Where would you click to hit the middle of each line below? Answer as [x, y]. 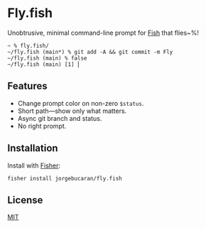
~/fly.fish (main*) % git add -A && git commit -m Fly [90, 52]
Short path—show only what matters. [72, 111]
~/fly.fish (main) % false [47, 58]
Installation [33, 148]
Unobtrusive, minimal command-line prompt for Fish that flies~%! [103, 33]
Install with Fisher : [34, 165]
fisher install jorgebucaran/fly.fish [65, 178]
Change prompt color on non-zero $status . [81, 103]
